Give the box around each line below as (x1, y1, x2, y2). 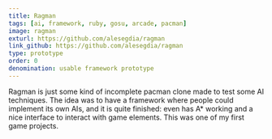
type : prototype (8, 49, 63, 57)
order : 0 (8, 57, 38, 65)
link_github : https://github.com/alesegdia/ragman (8, 42, 183, 50)
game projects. (8, 120, 59, 130)
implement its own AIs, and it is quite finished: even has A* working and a (8, 103, 253, 113)
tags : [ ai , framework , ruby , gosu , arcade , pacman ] (8, 19, 187, 27)
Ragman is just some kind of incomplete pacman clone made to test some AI (8, 86, 265, 96)
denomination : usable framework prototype (8, 65, 154, 73)
